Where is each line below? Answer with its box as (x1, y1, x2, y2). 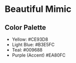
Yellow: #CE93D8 (11, 36, 48, 42)
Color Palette (4, 23, 46, 32)
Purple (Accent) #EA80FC (11, 52, 66, 58)
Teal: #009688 (11, 47, 43, 53)
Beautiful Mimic (4, 3, 72, 15)
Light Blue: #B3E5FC (11, 42, 55, 48)
